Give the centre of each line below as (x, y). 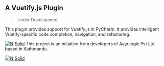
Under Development (37, 19)
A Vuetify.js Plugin (34, 8)
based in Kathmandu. (26, 49)
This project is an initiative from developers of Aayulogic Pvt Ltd (90, 44)
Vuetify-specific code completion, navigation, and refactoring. (68, 34)
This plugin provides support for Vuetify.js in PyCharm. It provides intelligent (82, 29)
